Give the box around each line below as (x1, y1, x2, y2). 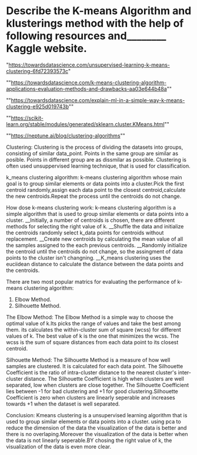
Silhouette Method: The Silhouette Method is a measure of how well (6, 356, 171, 364)
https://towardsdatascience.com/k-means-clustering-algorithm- (11, 78, 166, 86)
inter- (178, 369, 192, 376)
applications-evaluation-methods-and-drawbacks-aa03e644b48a (6, 85, 168, 92)
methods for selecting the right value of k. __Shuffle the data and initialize (6, 222, 184, 230)
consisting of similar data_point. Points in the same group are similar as (6, 149, 178, 157)
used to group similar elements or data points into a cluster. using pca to (6, 418, 181, 425)
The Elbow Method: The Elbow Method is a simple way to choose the (6, 313, 173, 320)
